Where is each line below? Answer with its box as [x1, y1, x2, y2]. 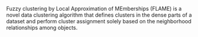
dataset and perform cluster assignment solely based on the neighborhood [6, 18, 192, 24]
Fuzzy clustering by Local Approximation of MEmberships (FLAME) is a [6, 5, 182, 12]
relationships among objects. [6, 24, 78, 31]
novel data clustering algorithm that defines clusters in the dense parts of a [6, 11, 192, 18]
